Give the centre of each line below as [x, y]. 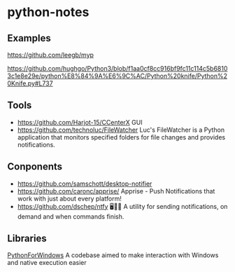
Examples [29, 38]
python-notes [48, 12]
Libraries [27, 239]
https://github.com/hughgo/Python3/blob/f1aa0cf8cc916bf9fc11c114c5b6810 [117, 68]
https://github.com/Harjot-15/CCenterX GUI [80, 122]
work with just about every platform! [70, 198]
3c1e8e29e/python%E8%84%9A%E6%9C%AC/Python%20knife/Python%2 [117, 76]
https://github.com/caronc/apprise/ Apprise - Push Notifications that [116, 191]
